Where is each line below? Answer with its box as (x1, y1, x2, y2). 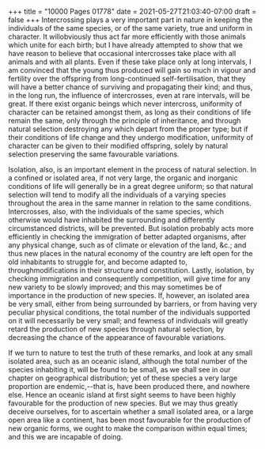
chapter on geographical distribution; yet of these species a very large (8, 373, 238, 383)
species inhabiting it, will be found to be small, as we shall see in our (8, 365, 231, 374)
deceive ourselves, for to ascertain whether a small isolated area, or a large (8, 407, 254, 416)
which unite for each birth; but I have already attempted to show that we (8, 40, 244, 50)
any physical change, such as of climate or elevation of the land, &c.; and (8, 240, 247, 250)
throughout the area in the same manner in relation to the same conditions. (8, 198, 252, 208)
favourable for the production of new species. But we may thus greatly (8, 398, 239, 408)
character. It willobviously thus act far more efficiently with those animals (8, 32, 247, 41)
